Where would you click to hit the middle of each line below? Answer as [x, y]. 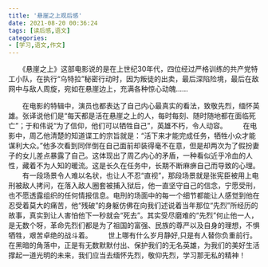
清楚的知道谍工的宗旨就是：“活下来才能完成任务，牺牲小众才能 [153, 135]
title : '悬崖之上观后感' [45, 16]
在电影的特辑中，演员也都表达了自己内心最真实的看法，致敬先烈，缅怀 [137, 106]
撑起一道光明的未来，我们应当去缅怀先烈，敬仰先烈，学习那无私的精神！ [127, 255]
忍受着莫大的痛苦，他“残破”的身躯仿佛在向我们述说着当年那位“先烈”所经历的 [133, 206]
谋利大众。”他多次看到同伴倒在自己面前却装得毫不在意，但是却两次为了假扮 [130, 146]
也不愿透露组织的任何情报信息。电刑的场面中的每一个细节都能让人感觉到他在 [134, 195]
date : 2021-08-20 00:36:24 [53, 23]
